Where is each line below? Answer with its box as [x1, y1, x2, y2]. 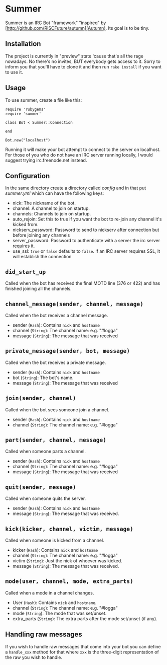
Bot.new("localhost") [5, 137, 51, 142]
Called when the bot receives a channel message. [5, 313, 108, 318]
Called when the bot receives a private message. [5, 359, 106, 365]
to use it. [5, 69, 24, 75]
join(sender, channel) [5, 395, 76, 402]
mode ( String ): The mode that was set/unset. [12, 610, 107, 616]
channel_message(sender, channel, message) [5, 300, 144, 308]
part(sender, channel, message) [5, 436, 107, 444]
